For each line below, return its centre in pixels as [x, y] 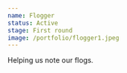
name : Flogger [31, 15]
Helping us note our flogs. [51, 60]
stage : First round [40, 30]
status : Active [33, 23]
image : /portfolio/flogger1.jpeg [63, 38]
